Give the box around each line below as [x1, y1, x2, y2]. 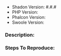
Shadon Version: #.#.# [12, 4, 57, 10]
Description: [5, 31, 35, 38]
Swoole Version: [12, 19, 45, 25]
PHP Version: [12, 9, 38, 15]
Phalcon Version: [12, 14, 46, 20]
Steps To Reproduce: [5, 44, 55, 51]
